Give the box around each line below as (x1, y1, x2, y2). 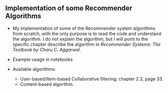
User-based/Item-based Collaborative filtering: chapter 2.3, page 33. (20, 75, 164, 82)
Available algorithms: (12, 66, 57, 72)
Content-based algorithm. (20, 81, 74, 87)
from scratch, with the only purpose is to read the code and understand (12, 30, 161, 37)
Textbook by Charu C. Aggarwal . (12, 46, 81, 52)
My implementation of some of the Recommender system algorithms (12, 25, 155, 31)
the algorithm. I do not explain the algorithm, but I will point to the (12, 36, 148, 42)
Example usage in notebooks (12, 56, 73, 62)
